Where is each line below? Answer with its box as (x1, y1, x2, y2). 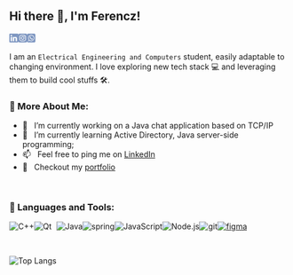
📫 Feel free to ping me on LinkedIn (21, 149, 155, 160)
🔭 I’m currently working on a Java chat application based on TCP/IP (21, 121, 273, 131)
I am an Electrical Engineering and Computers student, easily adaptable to (9, 51, 285, 62)
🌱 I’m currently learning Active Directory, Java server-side (21, 130, 239, 140)
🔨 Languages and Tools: (9, 201, 115, 214)
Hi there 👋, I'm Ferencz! (9, 9, 141, 24)
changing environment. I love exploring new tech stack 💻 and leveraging (9, 61, 276, 72)
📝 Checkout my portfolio (21, 161, 115, 173)
